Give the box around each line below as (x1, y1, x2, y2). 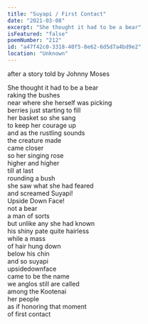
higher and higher (7, 158, 60, 167)
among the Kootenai (7, 287, 67, 296)
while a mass (7, 234, 46, 242)
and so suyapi (7, 256, 48, 265)
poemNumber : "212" (7, 37, 62, 44)
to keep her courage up (7, 121, 76, 129)
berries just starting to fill (7, 106, 81, 114)
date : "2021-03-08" (7, 17, 65, 24)
